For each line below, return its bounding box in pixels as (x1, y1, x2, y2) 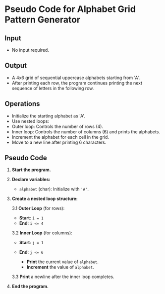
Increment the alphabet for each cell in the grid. (11, 134, 110, 140)
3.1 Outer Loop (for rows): (11, 205, 65, 211)
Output (4, 61, 27, 70)
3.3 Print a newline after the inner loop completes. (11, 274, 114, 280)
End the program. (11, 284, 49, 290)
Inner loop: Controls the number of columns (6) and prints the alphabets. (11, 128, 161, 135)
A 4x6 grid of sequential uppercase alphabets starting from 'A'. (11, 75, 140, 81)
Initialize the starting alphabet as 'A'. (11, 113, 85, 119)
